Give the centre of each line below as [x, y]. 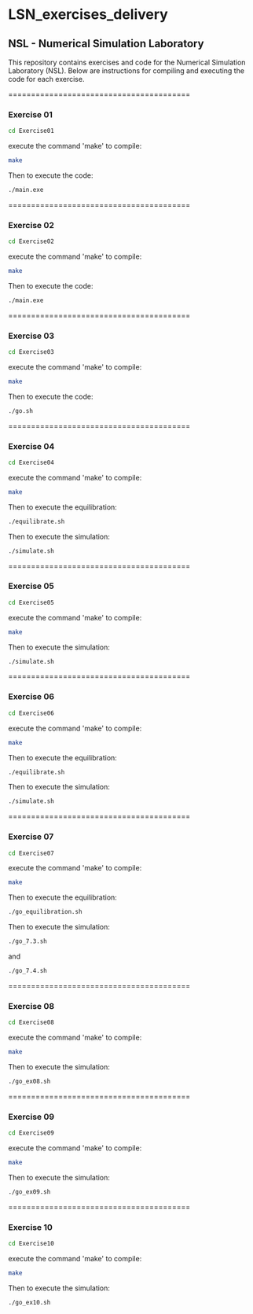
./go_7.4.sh [27, 971]
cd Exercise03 [31, 352]
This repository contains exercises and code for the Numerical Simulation [127, 62]
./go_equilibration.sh [45, 912]
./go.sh [21, 410]
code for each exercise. [46, 79]
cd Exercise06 [31, 713]
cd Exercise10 [31, 1244]
